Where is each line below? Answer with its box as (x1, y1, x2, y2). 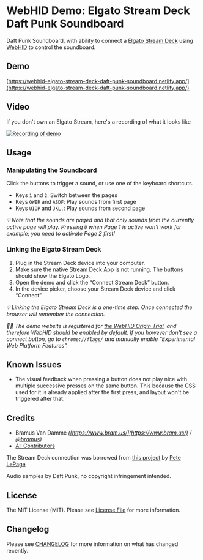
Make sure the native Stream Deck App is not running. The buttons (15, 266, 183, 273)
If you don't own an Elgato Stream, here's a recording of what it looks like (6, 118, 191, 125)
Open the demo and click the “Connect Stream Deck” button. (15, 278, 169, 286)
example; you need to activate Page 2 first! (6, 230, 115, 237)
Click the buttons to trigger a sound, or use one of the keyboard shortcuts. (6, 180, 194, 187)
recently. (6, 547, 29, 554)
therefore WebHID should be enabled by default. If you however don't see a (6, 329, 197, 336)
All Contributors (15, 442, 55, 450)
